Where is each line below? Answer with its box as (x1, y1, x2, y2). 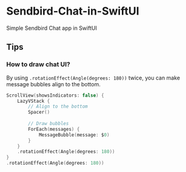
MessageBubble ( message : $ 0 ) (38, 132, 110, 138)
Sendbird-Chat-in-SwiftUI (6, 4, 139, 18)
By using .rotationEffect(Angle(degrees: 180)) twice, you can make (6, 74, 181, 81)
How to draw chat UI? (6, 60, 71, 69)
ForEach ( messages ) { (28, 126, 80, 132)
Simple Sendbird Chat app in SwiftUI (6, 24, 97, 32)
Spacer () (28, 109, 50, 115)
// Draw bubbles (28, 120, 69, 126)
